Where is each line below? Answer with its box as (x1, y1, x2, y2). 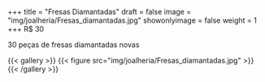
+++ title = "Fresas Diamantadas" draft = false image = (7, 7, 192, 16)
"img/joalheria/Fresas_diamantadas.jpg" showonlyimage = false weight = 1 (7, 15, 257, 25)
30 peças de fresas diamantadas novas (7, 40, 140, 50)
